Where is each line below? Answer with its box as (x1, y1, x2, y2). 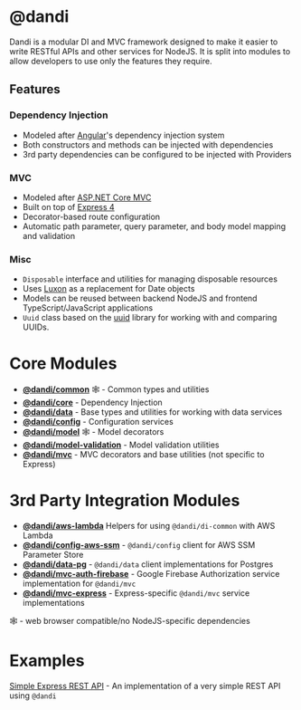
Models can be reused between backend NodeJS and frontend (22, 293, 258, 304)
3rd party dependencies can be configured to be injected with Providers (22, 149, 292, 159)
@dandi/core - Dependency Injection (22, 397, 163, 408)
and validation (22, 230, 75, 241)
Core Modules (9, 353, 118, 374)
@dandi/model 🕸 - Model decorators (22, 427, 165, 437)
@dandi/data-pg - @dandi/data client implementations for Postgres (22, 559, 274, 570)
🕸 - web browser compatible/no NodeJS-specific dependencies (9, 616, 250, 627)
